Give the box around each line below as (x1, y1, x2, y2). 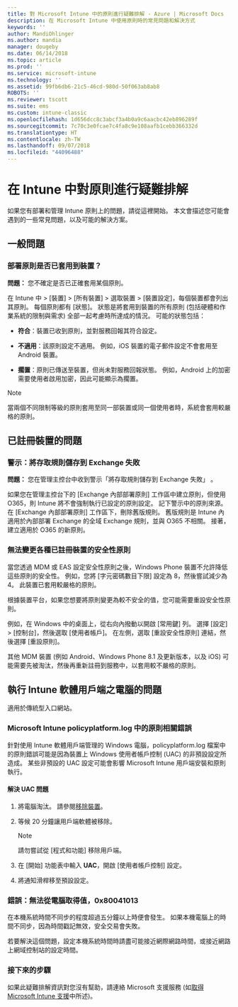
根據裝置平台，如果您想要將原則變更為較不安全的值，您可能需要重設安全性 (7, 595, 225, 603)
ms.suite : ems (7, 103, 50, 110)
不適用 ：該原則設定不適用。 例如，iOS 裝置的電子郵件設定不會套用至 (17, 341, 218, 350)
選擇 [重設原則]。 (13, 637, 64, 645)
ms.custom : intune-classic (7, 109, 87, 116)
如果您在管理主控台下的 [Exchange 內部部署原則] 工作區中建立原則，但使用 (7, 490, 226, 499)
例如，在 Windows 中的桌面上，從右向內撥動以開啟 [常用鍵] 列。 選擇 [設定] (7, 619, 228, 628)
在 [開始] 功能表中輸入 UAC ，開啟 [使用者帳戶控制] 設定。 (17, 861, 186, 869)
